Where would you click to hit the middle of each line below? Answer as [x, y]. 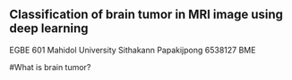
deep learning [49, 29]
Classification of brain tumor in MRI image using [146, 15]
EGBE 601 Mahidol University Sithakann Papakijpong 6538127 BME [133, 50]
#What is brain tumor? [50, 67]
